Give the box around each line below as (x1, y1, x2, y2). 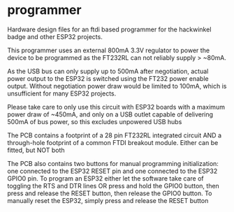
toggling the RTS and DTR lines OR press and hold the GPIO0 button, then (7, 181, 220, 190)
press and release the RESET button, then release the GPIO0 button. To (7, 189, 212, 197)
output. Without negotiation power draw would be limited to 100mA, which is (7, 82, 227, 90)
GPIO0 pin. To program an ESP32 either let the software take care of (7, 174, 204, 183)
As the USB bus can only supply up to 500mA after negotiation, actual (7, 67, 209, 75)
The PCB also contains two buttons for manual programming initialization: (7, 159, 219, 167)
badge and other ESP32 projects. (7, 32, 103, 40)
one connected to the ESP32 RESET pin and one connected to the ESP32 (7, 167, 218, 175)
